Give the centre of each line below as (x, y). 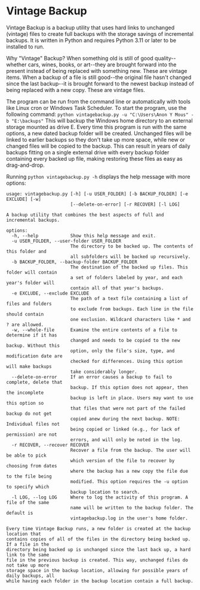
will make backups (29, 366)
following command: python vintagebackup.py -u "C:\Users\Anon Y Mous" (98, 114)
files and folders (29, 304)
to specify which (28, 487)
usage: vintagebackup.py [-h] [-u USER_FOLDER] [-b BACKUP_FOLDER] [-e (97, 194)
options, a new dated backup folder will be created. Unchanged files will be (99, 133)
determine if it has (32, 335)
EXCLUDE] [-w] (24, 199)
